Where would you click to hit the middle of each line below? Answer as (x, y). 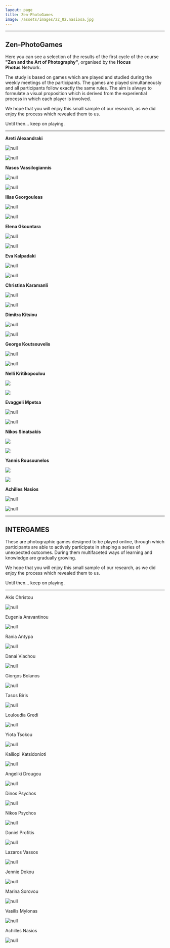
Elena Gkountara (23, 227)
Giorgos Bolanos (23, 676)
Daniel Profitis (20, 832)
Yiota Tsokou (19, 735)
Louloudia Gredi (22, 715)
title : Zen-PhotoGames (29, 15)
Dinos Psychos (21, 793)
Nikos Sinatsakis (23, 432)
